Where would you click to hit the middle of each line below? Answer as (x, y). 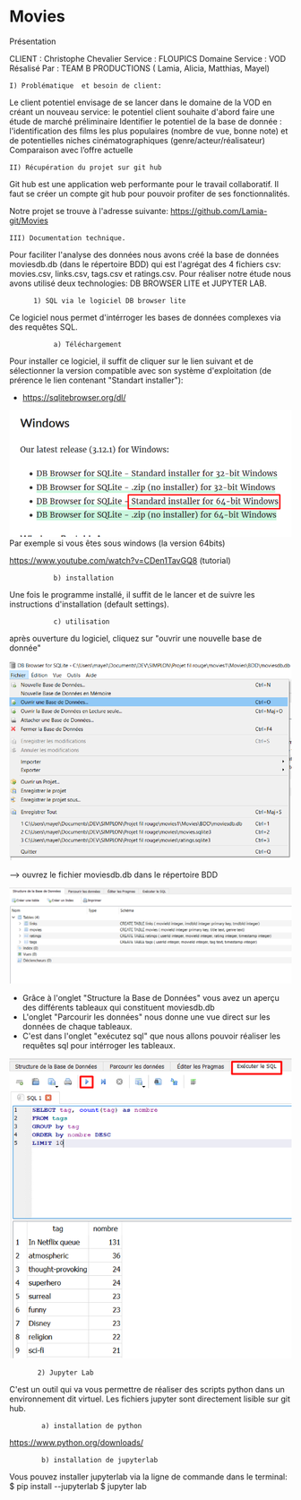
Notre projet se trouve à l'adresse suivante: (89, 211)
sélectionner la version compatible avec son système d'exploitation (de (140, 370)
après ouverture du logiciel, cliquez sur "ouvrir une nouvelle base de (136, 638)
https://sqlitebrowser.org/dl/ (74, 397)
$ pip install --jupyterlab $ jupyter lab (78, 1487)
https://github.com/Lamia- (219, 211)
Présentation (33, 41)
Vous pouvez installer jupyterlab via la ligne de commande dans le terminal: (149, 1477)
